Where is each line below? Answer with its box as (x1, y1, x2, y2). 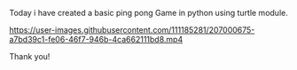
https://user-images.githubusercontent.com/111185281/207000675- (9, 25, 255, 35)
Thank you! (9, 51, 51, 61)
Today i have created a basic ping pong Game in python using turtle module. (9, 8, 288, 18)
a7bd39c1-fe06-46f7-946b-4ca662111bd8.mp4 (9, 35, 184, 44)
